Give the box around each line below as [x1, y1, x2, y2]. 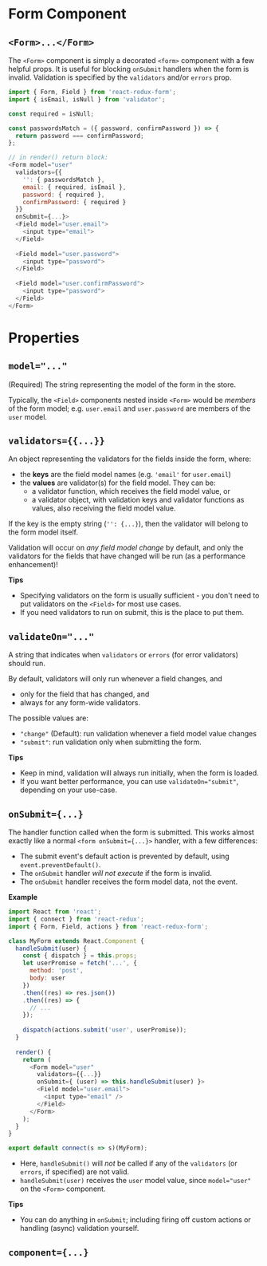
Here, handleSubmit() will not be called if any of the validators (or [19, 1158, 238, 1169]
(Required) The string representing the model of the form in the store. [8, 380, 237, 389]
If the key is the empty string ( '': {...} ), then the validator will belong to [8, 519, 249, 529]
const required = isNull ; [8, 109, 94, 118]
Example [8, 893, 38, 902]
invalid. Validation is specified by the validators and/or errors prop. [8, 73, 232, 82]
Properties [8, 329, 80, 347]
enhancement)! [8, 560, 58, 570]
